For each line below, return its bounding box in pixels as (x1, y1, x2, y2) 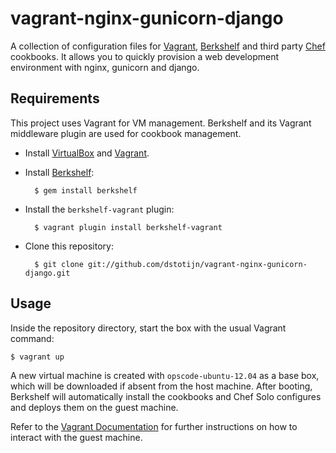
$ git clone (34, 259, 84, 269)
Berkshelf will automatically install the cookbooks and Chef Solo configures (10, 390, 322, 402)
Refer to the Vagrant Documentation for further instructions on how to (10, 420, 298, 432)
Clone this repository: (24, 240, 114, 252)
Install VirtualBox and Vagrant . (24, 147, 150, 159)
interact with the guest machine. (10, 431, 143, 443)
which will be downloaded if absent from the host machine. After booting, (10, 380, 313, 392)
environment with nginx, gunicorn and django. (10, 61, 200, 73)
